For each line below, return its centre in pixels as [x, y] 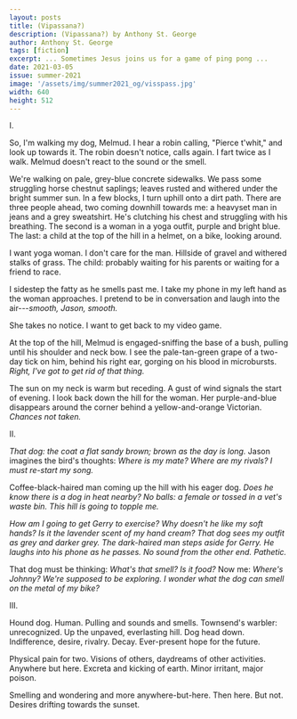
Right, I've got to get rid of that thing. [77, 372]
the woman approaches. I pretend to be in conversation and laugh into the [144, 298]
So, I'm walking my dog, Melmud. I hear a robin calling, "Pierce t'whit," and [146, 143]
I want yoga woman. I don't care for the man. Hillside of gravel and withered [148, 253]
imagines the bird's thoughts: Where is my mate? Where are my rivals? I [141, 461]
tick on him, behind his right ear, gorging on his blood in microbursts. [151, 362]
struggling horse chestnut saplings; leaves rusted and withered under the [144, 189]
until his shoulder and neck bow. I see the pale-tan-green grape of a [134, 352]
